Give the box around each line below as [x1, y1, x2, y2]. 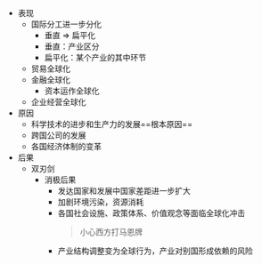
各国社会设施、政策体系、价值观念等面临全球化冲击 [57, 208, 246, 218]
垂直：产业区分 [44, 41, 100, 52]
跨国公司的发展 [30, 130, 86, 140]
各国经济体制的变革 [30, 141, 102, 151]
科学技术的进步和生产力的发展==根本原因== [30, 119, 193, 129]
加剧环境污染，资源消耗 [57, 196, 144, 207]
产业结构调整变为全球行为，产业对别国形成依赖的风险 [57, 245, 254, 256]
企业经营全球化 [30, 97, 86, 107]
